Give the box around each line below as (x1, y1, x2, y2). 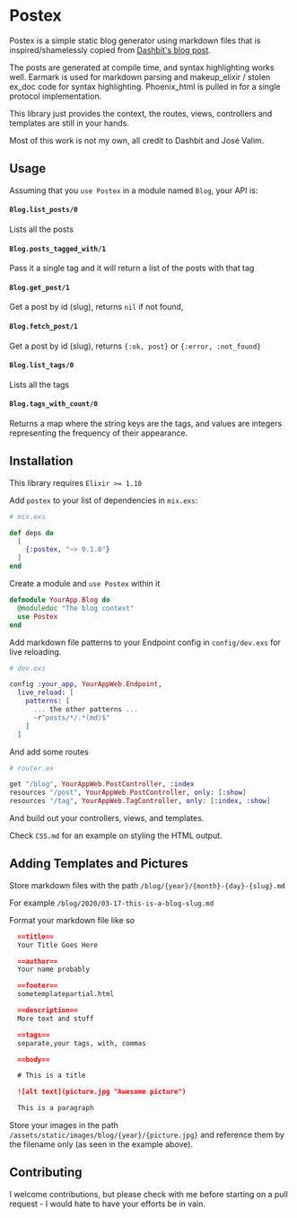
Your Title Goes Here (17, 940, 99, 949)
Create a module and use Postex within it (9, 578, 161, 589)
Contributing (9, 1165, 83, 1180)
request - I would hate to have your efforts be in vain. (9, 1198, 206, 1209)
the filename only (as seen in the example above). (9, 1139, 194, 1150)
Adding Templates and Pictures (9, 856, 188, 871)
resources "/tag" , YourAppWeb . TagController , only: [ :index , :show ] (9, 797, 271, 806)
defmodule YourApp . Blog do (9, 596, 110, 605)
